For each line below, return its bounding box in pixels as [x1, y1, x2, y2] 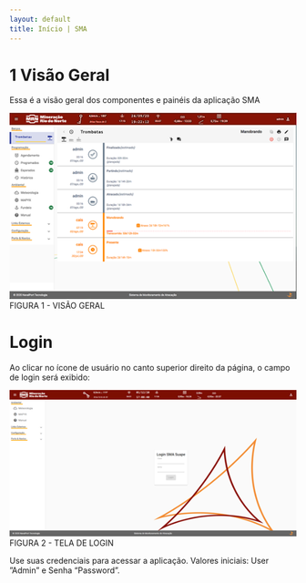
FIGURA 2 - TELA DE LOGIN [9, 537, 114, 548]
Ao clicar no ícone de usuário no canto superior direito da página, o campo [9, 363, 291, 373]
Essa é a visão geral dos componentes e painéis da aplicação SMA [9, 95, 260, 106]
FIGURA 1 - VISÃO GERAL [9, 301, 106, 312]
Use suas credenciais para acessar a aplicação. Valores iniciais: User [9, 556, 270, 567]
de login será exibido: [9, 372, 91, 383]
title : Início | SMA [9, 24, 88, 34]
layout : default [9, 15, 71, 24]
